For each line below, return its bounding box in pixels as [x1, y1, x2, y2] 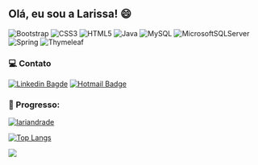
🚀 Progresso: [8, 99, 60, 110]
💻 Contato [8, 57, 52, 68]
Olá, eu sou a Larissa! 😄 [8, 7, 131, 21]
